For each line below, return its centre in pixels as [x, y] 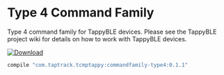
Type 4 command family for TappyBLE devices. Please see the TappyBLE [112, 32]
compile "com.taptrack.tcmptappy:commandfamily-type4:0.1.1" [98, 65]
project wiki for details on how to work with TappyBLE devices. [97, 39]
